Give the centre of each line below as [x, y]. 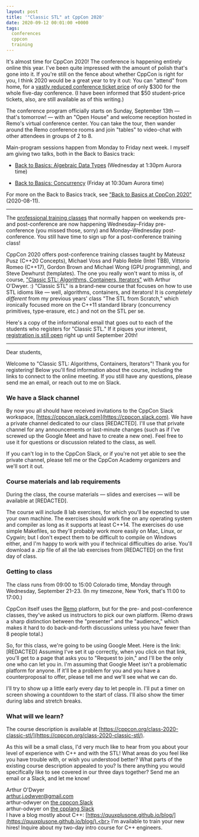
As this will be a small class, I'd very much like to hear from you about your [97, 747]
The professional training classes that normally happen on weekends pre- [96, 217]
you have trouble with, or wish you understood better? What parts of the [94, 759]
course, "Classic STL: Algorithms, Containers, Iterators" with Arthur [88, 280]
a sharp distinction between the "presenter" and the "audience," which [92, 621]
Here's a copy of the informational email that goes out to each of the [89, 322]
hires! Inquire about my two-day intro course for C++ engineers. [84, 828]
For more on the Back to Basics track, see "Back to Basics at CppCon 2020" [99, 194]
